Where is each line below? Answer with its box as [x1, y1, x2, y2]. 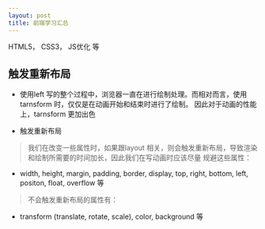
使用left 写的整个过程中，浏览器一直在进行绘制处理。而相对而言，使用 [19, 90, 248, 99]
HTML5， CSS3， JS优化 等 [8, 41, 100, 52]
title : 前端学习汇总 [8, 19, 69, 27]
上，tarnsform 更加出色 [19, 109, 97, 119]
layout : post [8, 11, 51, 20]
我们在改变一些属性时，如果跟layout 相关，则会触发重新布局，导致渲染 [27, 143, 258, 153]
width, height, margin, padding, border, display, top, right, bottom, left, [19, 169, 249, 178]
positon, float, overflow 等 [19, 178, 104, 188]
